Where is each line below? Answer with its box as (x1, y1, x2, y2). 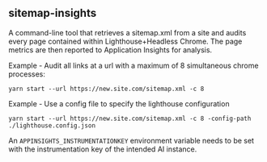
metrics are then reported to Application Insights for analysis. (8, 44, 213, 55)
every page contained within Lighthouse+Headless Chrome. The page (8, 36, 243, 46)
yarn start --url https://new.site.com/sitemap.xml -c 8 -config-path (8, 114, 252, 123)
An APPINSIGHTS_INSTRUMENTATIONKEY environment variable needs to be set (8, 135, 255, 145)
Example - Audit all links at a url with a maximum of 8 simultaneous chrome (8, 60, 259, 70)
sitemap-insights (8, 6, 97, 20)
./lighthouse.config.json (8, 121, 95, 130)
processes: (8, 69, 46, 79)
